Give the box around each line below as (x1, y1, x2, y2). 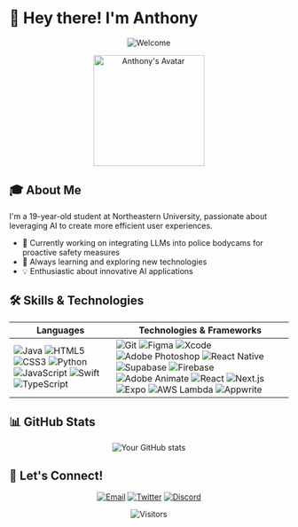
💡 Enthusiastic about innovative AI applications (21, 265, 193, 276)
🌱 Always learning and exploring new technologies (21, 256, 208, 267)
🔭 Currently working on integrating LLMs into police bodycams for (21, 237, 263, 248)
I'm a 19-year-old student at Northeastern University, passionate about (9, 210, 268, 221)
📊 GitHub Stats (9, 414, 96, 429)
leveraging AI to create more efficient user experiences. (9, 220, 213, 231)
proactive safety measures (21, 247, 120, 257)
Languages (36, 324, 85, 336)
